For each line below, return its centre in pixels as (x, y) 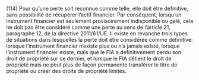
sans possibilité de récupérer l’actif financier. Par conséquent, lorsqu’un (94, 15)
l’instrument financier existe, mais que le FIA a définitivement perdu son (94, 52)
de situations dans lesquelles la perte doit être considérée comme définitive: (99, 40)
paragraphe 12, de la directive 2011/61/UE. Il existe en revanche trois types (97, 34)
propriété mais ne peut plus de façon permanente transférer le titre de (92, 65)
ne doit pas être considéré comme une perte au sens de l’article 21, (88, 27)
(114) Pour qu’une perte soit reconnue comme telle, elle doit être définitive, (97, 9)
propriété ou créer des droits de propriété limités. (66, 71)
